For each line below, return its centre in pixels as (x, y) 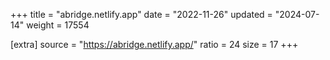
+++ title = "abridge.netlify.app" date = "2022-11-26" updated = (141, 14)
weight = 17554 (58, 25)
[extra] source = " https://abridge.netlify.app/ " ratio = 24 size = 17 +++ (154, 44)
